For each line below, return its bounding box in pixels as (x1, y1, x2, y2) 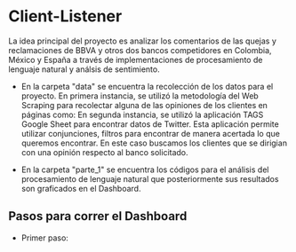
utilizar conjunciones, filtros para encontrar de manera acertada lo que (20, 128, 281, 138)
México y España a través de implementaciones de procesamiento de (8, 54, 263, 65)
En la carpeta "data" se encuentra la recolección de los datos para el (20, 81, 274, 91)
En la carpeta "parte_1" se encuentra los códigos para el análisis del (20, 164, 269, 175)
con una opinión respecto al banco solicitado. (20, 146, 188, 157)
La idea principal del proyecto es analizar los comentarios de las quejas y (8, 35, 277, 46)
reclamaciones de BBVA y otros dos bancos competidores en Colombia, (8, 44, 272, 55)
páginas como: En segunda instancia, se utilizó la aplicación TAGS (20, 109, 264, 120)
